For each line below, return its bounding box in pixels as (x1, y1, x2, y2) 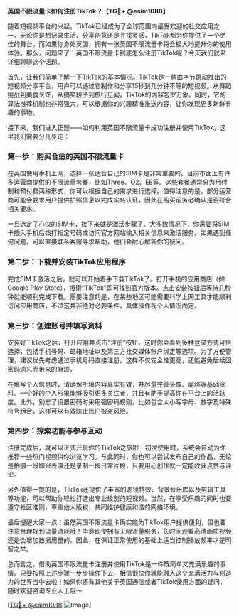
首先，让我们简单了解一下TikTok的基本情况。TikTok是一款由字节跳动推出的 (7, 72, 227, 81)
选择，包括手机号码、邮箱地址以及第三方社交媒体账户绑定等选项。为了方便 (7, 347, 225, 355)
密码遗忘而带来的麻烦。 (7, 364, 76, 373)
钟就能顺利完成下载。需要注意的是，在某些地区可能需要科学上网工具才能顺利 (7, 292, 232, 301)
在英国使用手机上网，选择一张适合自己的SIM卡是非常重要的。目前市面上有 (7, 169, 225, 178)
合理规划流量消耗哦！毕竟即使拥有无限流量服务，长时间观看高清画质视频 (19, 527, 232, 536)
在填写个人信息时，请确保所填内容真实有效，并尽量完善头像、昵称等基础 (7, 379, 219, 388)
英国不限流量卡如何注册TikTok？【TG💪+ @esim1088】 (7, 7, 169, 15)
